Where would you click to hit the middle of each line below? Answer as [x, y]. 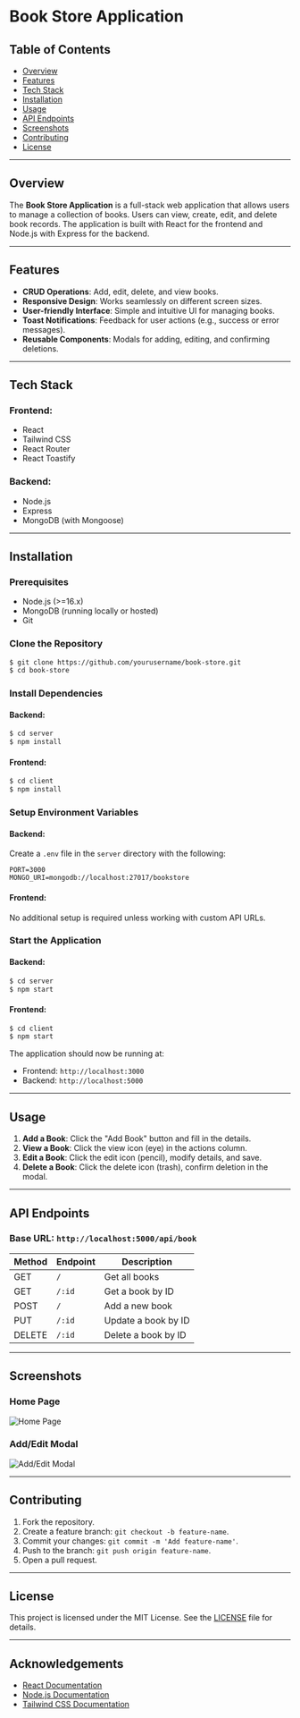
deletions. [41, 348]
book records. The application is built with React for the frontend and [136, 224]
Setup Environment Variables [74, 813]
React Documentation [62, 1685]
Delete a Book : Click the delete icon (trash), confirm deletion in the [145, 1167]
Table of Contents [60, 50]
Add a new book [138, 1306]
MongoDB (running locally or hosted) [90, 611]
